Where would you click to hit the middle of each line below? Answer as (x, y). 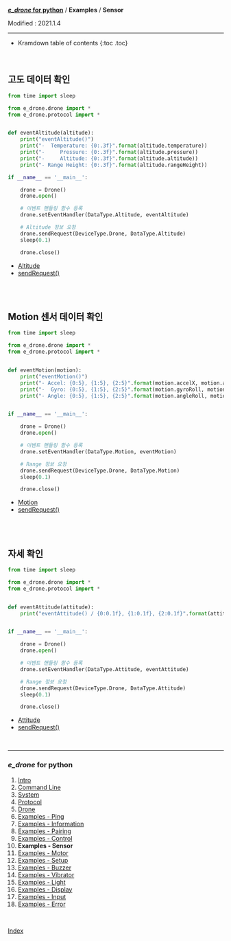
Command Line (39, 787)
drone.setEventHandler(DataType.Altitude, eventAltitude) (105, 215)
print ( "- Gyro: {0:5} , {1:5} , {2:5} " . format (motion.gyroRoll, (112, 389)
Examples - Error (41, 904)
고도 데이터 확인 (39, 79)
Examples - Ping (41, 816)
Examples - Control (45, 838)
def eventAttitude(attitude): (51, 607)
